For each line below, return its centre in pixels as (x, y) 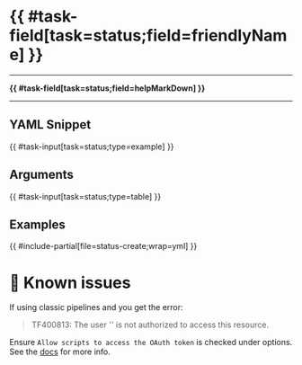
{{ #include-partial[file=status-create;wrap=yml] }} (103, 246)
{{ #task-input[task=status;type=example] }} (92, 147)
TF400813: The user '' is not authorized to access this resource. (150, 325)
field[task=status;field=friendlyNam (148, 36)
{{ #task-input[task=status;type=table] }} (85, 196)
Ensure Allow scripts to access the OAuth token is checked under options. (151, 343)
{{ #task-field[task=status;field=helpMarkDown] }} (107, 88)
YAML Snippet (50, 125)
